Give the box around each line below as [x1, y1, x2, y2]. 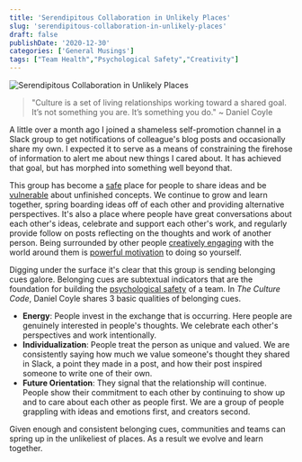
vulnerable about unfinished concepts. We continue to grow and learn [9, 190, 268, 200]
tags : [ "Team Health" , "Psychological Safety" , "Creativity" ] [9, 55, 240, 64]
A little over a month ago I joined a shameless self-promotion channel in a [9, 124, 281, 135]
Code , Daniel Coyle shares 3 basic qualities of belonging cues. [9, 294, 241, 303]
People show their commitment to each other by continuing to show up [22, 387, 286, 397]
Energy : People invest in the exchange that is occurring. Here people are [22, 311, 293, 321]
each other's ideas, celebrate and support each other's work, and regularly [9, 218, 288, 229]
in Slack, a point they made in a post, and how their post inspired [22, 358, 262, 369]
